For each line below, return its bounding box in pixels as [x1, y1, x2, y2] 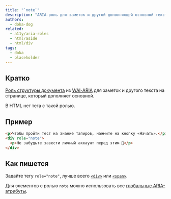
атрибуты [5, 188, 26, 194]
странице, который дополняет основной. [5, 93, 95, 99]
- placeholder [10, 55, 40, 60]
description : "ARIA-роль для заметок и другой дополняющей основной [5, 12, 154, 17]
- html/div [10, 41, 33, 46]
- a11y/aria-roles [10, 31, 49, 36]
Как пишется [5, 159, 49, 168]
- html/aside [10, 36, 38, 41]
